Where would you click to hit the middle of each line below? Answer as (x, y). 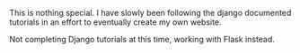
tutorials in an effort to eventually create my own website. (115, 22)
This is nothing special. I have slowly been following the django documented (150, 13)
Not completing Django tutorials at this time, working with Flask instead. (142, 39)
